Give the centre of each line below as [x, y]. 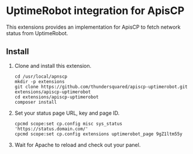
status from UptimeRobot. [37, 33]
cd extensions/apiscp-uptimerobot [56, 97]
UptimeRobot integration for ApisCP [95, 11]
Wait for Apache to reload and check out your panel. [77, 145]
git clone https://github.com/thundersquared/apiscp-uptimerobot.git [101, 87]
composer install [36, 102]
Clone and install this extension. [53, 66]
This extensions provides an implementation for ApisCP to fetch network [93, 27]
